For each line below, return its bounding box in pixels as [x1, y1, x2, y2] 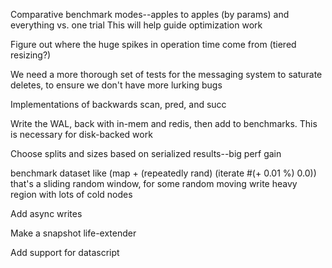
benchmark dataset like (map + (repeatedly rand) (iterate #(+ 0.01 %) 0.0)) [10, 167, 317, 179]
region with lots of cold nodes [10, 189, 133, 200]
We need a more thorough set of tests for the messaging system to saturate [10, 69, 323, 80]
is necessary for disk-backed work [10, 129, 153, 140]
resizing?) [10, 49, 52, 61]
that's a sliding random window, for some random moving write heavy [10, 178, 298, 189]
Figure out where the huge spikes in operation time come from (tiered [10, 39, 297, 50]
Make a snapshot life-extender [10, 227, 137, 239]
